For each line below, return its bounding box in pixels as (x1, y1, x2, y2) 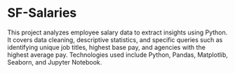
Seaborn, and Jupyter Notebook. (7, 58, 102, 66)
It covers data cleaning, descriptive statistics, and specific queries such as (7, 35, 223, 44)
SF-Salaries (7, 5, 77, 21)
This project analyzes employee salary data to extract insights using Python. (7, 28, 228, 36)
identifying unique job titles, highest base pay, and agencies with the (7, 43, 206, 51)
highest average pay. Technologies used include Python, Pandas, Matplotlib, (7, 51, 228, 59)
